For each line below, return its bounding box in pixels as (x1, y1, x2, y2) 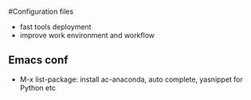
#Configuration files (8, 7, 74, 16)
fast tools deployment (19, 22, 92, 31)
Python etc (19, 83, 56, 92)
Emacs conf (8, 53, 69, 67)
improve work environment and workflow (19, 31, 155, 40)
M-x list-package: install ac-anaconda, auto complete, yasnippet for (19, 75, 243, 84)
